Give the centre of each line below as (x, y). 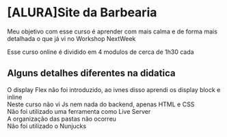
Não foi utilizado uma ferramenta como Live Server (79, 111)
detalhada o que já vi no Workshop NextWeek (71, 38)
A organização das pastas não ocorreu (62, 119)
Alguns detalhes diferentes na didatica (91, 73)
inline (15, 97)
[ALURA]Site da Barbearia (82, 13)
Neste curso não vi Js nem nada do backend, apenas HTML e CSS (101, 104)
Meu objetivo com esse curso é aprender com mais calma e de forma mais (112, 31)
